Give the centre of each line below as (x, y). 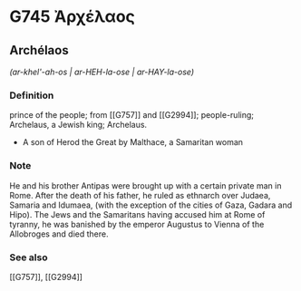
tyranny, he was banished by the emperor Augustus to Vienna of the (137, 224)
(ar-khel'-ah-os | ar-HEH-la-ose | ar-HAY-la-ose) (102, 72)
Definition (32, 95)
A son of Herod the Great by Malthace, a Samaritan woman (132, 142)
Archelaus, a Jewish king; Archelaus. (78, 125)
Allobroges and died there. (59, 234)
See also (29, 257)
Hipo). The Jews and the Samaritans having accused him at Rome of (137, 214)
